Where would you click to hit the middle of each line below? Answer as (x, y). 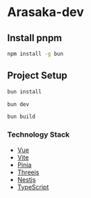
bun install (24, 91)
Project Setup (38, 76)
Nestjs (26, 179)
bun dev (18, 104)
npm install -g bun (35, 54)
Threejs (28, 172)
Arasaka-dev (46, 12)
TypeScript (33, 187)
